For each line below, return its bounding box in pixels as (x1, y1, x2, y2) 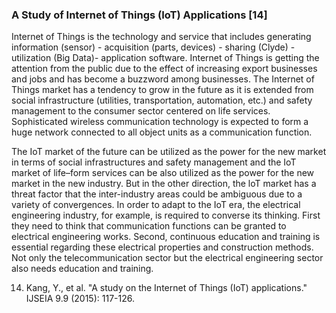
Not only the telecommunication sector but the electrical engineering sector (11, 252, 324, 264)
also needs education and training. (11, 263, 154, 275)
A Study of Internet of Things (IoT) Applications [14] (11, 8, 268, 22)
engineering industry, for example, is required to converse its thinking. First (11, 209, 321, 222)
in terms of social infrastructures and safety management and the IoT (11, 156, 297, 168)
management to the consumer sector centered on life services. (11, 105, 271, 117)
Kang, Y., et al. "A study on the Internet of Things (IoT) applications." (25, 282, 308, 294)
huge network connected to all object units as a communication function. (11, 126, 313, 138)
